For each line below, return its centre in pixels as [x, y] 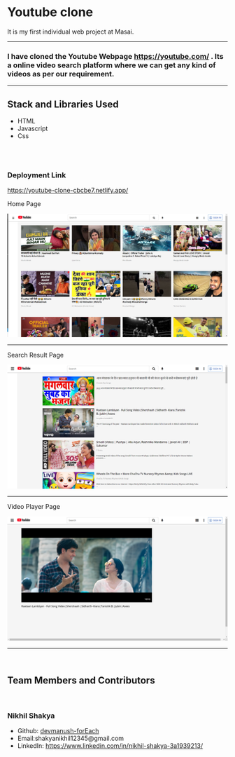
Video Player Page [34, 507]
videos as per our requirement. [61, 74]
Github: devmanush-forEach [58, 730]
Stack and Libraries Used [63, 104]
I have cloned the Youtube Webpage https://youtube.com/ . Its [115, 56]
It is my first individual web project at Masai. [71, 32]
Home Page [24, 204]
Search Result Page [36, 355]
